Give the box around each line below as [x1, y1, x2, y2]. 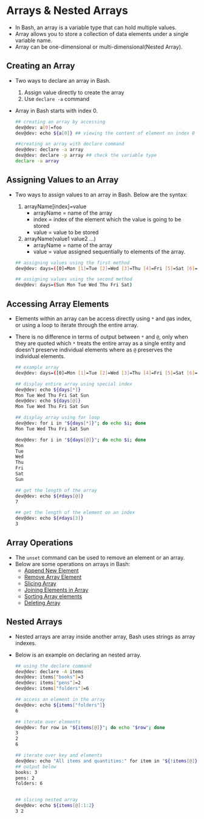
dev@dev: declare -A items [15, 668, 84, 675]
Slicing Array [24, 579, 56, 587]
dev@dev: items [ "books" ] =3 [15, 674, 84, 680]
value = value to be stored [33, 229, 99, 236]
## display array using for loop [15, 415, 100, 421]
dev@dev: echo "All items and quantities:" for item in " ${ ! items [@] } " [15, 758, 200, 764]
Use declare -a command [24, 95, 90, 102]
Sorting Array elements [24, 592, 83, 600]
